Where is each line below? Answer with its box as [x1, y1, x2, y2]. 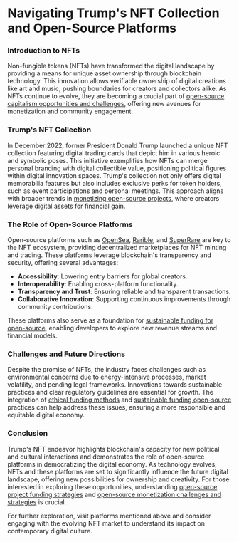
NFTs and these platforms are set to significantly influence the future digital [7, 467, 229, 476]
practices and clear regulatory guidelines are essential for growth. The [7, 388, 213, 397]
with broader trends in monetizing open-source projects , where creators [7, 194, 220, 202]
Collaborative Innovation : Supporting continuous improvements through [17, 295, 231, 303]
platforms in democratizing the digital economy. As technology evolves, [7, 459, 217, 468]
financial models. [7, 331, 58, 340]
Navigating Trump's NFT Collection [7, 5, 220, 21]
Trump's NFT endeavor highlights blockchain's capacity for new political [7, 444, 220, 453]
